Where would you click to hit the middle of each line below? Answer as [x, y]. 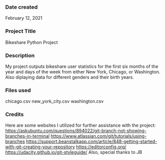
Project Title [21, 31]
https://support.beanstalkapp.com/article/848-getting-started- [92, 142]
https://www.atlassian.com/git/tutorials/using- [98, 136]
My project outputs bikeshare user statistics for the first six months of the [82, 66]
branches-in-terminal [27, 136]
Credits [14, 114]
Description [20, 55]
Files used [18, 90]
